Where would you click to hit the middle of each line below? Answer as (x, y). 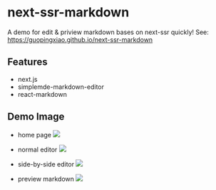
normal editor (37, 149)
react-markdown (42, 94)
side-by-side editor (46, 164)
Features (27, 62)
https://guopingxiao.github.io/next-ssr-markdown (80, 39)
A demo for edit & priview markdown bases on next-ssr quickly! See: (108, 32)
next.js (27, 79)
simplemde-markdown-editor (61, 87)
